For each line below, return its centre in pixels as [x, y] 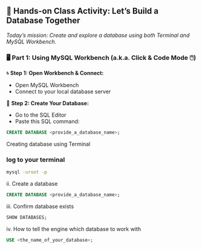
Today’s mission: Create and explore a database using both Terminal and [98, 35]
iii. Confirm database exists [40, 207]
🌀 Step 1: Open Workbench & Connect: [55, 73]
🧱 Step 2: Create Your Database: [48, 103]
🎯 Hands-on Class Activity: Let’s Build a [83, 11]
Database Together [43, 21]
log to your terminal [36, 160]
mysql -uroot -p [27, 172]
